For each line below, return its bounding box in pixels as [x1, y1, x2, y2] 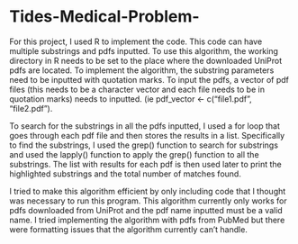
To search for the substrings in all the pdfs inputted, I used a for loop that [9, 120, 281, 131]
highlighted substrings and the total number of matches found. [9, 168, 241, 179]
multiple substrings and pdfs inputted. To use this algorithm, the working [9, 45, 279, 56]
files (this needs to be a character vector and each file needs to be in [9, 84, 266, 95]
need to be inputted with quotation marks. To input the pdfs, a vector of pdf [9, 74, 290, 85]
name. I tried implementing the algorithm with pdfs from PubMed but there [9, 214, 285, 225]
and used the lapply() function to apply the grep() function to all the [9, 149, 259, 159]
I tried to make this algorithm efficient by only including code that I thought [9, 185, 286, 196]
